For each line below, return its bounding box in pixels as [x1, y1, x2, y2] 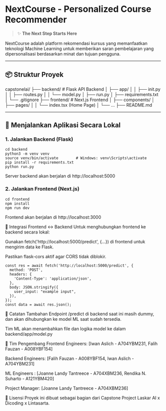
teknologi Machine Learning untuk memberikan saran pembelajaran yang [5, 46, 154, 52]
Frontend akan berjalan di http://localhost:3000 [5, 214, 101, 220]
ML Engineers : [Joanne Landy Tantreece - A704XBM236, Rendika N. [5, 370, 147, 376]
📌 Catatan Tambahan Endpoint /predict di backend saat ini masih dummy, [5, 311, 155, 317]
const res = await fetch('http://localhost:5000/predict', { [5, 263, 134, 268]
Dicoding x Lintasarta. [5, 400, 50, 406]
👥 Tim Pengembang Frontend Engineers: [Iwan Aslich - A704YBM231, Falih [5, 341, 158, 347]
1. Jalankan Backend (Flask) [5, 136, 73, 143]
